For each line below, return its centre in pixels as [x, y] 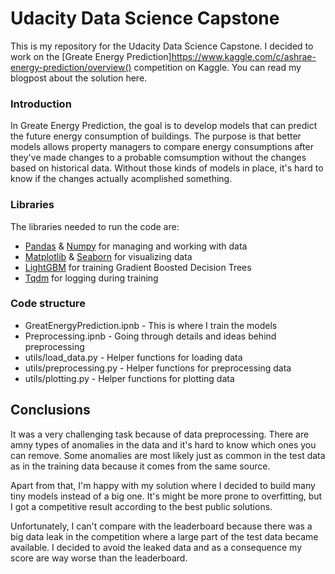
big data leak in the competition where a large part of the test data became [164, 536]
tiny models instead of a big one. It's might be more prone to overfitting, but [166, 496]
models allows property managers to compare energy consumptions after [162, 147]
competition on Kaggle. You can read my [217, 67]
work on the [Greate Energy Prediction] [91, 56]
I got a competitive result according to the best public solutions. [141, 506]
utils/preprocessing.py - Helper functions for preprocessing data [158, 368]
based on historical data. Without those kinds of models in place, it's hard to [167, 168]
